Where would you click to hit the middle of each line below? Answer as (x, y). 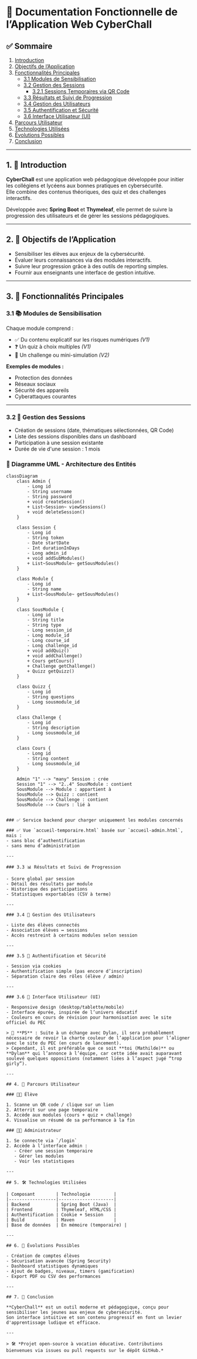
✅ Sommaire (29, 46)
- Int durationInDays (54, 548)
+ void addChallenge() (55, 656)
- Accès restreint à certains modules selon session (72, 935)
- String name (44, 589)
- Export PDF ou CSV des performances (53, 1276)
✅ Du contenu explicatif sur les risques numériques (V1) (82, 340)
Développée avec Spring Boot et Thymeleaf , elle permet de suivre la (89, 209)
